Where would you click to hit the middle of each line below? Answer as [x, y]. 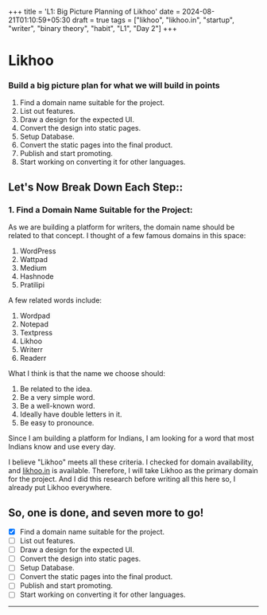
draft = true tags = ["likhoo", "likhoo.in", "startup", [153, 20]
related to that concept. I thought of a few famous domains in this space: [127, 236]
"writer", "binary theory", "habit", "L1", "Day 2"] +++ [93, 28]
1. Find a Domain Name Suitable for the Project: [101, 210]
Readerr [33, 358]
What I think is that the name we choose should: [87, 374]
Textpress [36, 333]
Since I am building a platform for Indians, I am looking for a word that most [131, 438]
